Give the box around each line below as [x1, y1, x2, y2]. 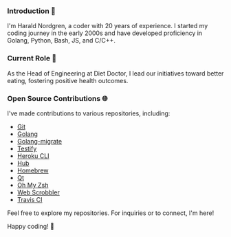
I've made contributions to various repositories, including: [7, 109, 170, 117]
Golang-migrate [16, 137, 63, 145]
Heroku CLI [16, 151, 49, 160]
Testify [16, 144, 37, 153]
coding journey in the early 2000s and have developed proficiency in [7, 29, 203, 37]
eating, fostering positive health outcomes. [7, 76, 129, 84]
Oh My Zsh [16, 181, 49, 189]
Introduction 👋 [7, 6, 56, 16]
